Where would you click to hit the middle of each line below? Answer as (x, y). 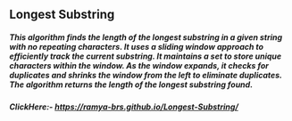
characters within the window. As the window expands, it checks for (139, 65)
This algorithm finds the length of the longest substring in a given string (146, 37)
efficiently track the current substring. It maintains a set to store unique (146, 56)
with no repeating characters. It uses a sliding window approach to (137, 46)
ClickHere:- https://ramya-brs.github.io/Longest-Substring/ (124, 107)
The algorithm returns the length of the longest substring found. (131, 85)
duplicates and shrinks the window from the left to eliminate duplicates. (146, 75)
